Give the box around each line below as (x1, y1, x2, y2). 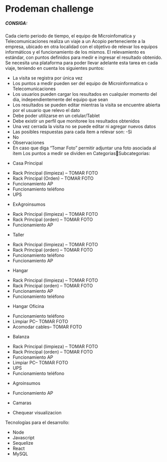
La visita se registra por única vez (12, 75, 83, 81)
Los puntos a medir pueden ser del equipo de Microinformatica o (12, 81, 148, 87)
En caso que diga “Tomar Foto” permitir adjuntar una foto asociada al (12, 145, 156, 151)
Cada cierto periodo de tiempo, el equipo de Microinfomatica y (5, 33, 136, 39)
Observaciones (12, 140, 44, 146)
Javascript (12, 435, 35, 441)
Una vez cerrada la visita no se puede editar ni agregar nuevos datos (12, 124, 156, 130)
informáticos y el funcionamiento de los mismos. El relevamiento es (5, 49, 145, 55)
